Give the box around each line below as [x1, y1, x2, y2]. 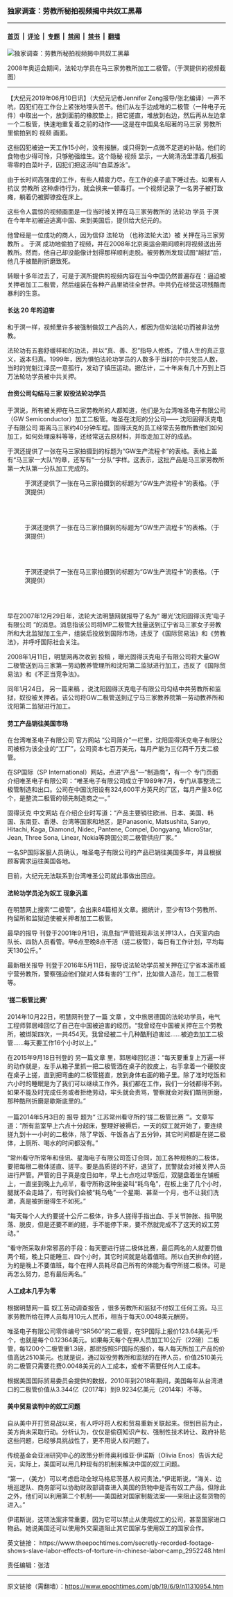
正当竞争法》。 [43, 670, 83, 678]
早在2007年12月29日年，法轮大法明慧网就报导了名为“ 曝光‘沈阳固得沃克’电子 [7, 611, 225, 620]
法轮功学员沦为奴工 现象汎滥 [7, 888, 88, 897]
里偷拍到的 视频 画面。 [7, 128, 71, 137]
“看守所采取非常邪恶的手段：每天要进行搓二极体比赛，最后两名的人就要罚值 [7, 1244, 223, 1252]
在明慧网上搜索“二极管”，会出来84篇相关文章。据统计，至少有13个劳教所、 [7, 906, 221, 914]
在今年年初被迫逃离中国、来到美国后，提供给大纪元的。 [7, 216, 165, 224]
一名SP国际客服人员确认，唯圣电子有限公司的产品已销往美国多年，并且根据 [7, 848, 222, 856]
